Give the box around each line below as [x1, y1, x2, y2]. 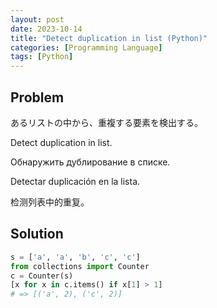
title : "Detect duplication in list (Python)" [10, 33, 208, 43]
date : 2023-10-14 [10, 24, 83, 34]
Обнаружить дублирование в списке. [10, 156, 171, 168]
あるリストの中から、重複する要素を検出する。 [10, 116, 203, 128]
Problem [10, 89, 65, 106]
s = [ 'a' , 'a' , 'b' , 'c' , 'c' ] [10, 252, 141, 262]
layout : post [10, 14, 65, 25]
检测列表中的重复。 [10, 196, 90, 208]
